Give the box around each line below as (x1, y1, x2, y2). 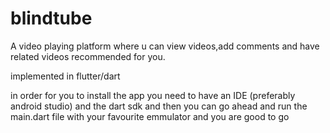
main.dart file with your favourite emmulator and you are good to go (10, 110, 290, 122)
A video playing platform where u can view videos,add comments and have (10, 40, 320, 52)
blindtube (10, 7, 93, 30)
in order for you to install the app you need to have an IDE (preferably (10, 89, 296, 101)
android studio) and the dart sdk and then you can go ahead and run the (10, 100, 308, 112)
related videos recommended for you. (10, 50, 166, 62)
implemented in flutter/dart (10, 70, 121, 82)
